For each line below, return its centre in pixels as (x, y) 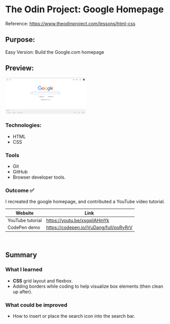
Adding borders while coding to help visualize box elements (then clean (88, 286)
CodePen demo (24, 228)
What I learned (24, 270)
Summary (21, 255)
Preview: (20, 68)
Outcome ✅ (20, 190)
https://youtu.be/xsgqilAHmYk (78, 221)
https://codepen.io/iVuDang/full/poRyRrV (89, 228)
